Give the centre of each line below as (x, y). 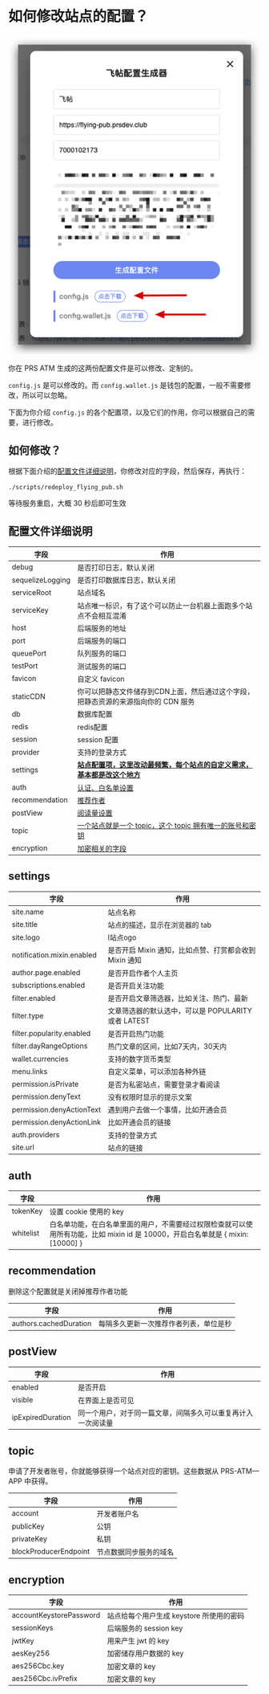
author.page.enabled (46, 973)
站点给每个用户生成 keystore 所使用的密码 (176, 1615)
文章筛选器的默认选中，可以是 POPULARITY (180, 1011)
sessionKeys (32, 1628)
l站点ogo (122, 937)
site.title (25, 925)
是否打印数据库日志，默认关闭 (126, 580)
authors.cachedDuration (52, 1323)
